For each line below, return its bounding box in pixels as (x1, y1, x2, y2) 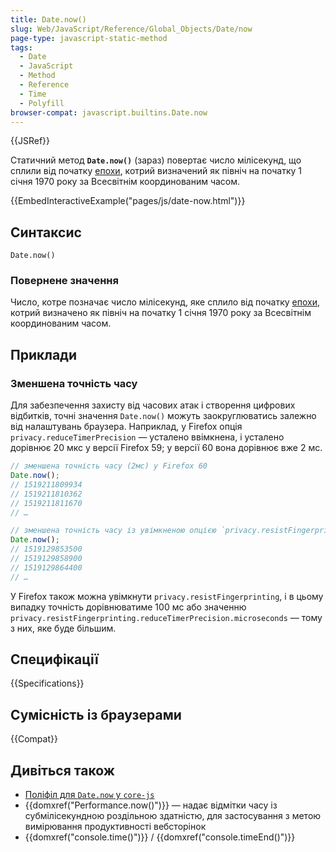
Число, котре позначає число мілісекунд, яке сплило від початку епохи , (10, 296, 321, 308)
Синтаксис (10, 224, 82, 241)
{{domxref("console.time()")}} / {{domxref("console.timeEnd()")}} (24, 831, 296, 843)
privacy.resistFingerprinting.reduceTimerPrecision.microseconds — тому (10, 611, 323, 623)
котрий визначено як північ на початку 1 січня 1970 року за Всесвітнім (10, 307, 312, 319)
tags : (10, 42, 33, 53)
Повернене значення (10, 274, 119, 288)
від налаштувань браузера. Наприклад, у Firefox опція (10, 421, 243, 433)
